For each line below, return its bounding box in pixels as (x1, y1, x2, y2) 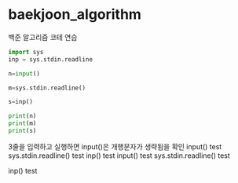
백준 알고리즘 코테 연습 (8, 32, 78, 42)
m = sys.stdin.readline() (8, 84, 86, 92)
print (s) (8, 127, 37, 135)
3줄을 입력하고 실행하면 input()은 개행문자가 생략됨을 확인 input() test (8, 141, 222, 151)
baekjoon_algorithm (8, 5, 141, 24)
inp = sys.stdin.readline (8, 55, 93, 64)
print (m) (8, 119, 37, 127)
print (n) (8, 112, 37, 120)
